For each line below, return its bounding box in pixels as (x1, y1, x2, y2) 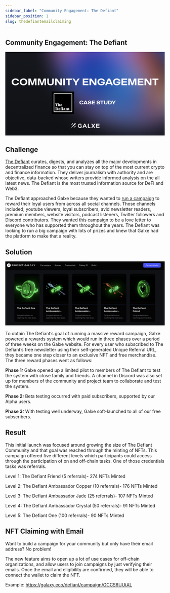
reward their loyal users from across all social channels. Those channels (5, 201, 156, 207)
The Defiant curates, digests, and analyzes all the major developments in (5, 159, 157, 165)
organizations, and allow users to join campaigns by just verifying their (5, 561, 153, 567)
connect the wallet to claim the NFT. (5, 572, 81, 578)
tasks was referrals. (5, 463, 47, 469)
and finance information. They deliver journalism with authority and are (5, 170, 153, 176)
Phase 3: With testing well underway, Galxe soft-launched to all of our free (5, 408, 161, 414)
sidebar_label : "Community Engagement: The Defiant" (5, 8, 119, 13)
